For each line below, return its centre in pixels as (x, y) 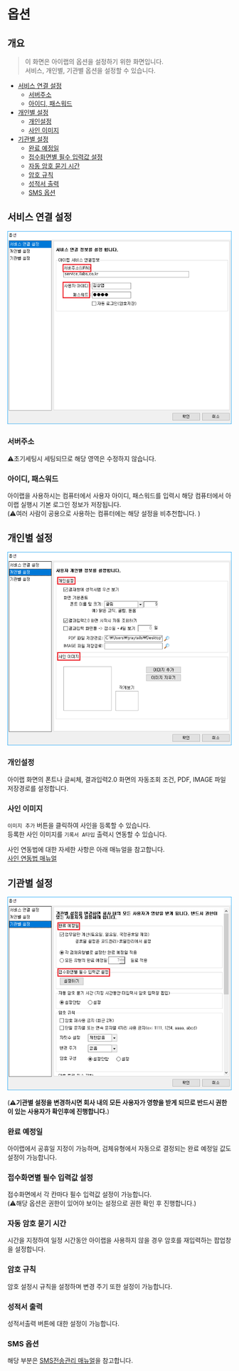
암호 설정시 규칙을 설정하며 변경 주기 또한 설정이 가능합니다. (90, 1286)
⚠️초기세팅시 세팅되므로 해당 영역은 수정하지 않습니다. (82, 458)
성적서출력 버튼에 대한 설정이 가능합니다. (63, 1324)
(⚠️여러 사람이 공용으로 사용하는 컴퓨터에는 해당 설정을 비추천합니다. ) (104, 513)
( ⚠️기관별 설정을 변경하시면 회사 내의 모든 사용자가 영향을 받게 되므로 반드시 (111, 1102)
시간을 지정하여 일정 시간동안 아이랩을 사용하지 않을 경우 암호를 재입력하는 (110, 1241)
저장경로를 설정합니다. (38, 788)
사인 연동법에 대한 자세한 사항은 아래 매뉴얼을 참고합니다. (86, 850)
